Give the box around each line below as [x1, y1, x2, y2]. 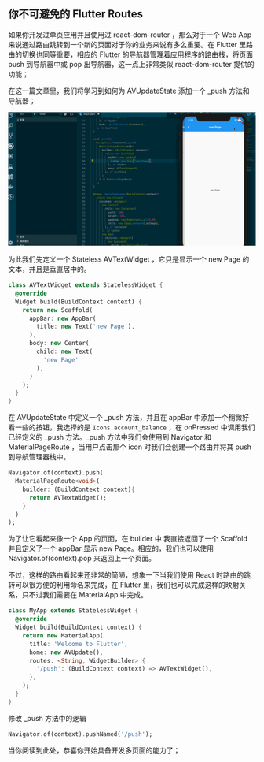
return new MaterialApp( [22, 631, 104, 640]
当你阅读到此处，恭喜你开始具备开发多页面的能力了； [8, 745, 181, 755]
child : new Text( [36, 348, 93, 355]
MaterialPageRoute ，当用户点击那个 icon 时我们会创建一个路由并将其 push [8, 442, 252, 452]
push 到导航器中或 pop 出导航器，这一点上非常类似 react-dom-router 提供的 [8, 59, 255, 69]
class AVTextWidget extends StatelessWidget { [8, 281, 163, 289]
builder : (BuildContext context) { [22, 485, 135, 493]
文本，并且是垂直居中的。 [8, 265, 91, 273]
